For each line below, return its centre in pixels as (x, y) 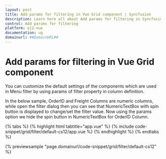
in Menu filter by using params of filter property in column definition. (75, 91)
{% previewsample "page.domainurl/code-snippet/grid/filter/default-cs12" (81, 146)
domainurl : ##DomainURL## (32, 38)
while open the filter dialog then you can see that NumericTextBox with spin (82, 106)
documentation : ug (24, 33)
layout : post (19, 10)
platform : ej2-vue (24, 28)
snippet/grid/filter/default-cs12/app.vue (45, 131)
